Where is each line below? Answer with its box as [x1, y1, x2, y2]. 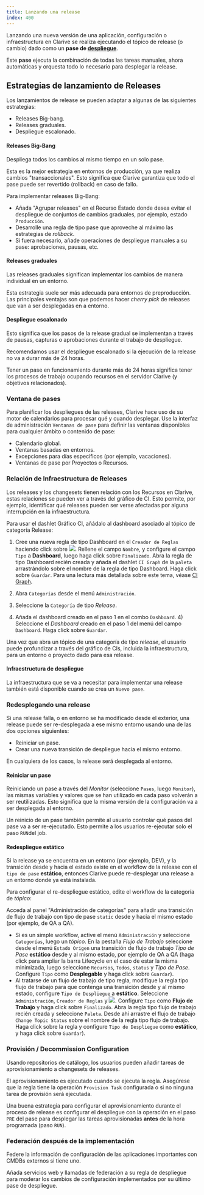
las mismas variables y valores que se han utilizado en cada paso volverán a [6, 792, 198, 799]
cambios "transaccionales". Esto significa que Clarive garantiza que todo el [6, 174, 195, 181]
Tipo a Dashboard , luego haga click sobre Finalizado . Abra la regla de [15, 551, 192, 559]
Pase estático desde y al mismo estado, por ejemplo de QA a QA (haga [15, 951, 194, 958]
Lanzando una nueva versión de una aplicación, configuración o [6, 31, 167, 39]
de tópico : [6, 895, 32, 902]
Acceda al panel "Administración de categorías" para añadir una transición [6, 906, 194, 914]
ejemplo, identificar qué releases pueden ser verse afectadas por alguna [6, 501, 189, 509]
